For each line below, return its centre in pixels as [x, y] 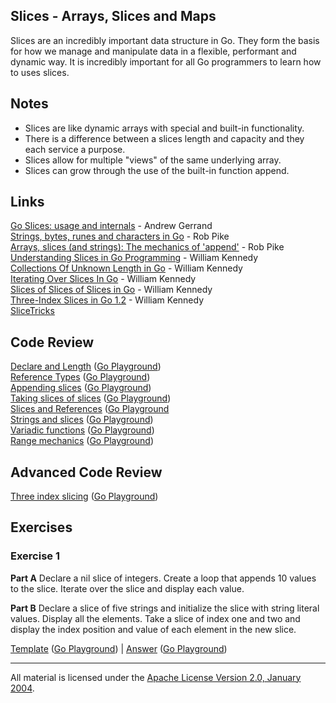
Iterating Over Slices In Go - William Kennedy [103, 279]
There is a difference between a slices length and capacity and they [164, 138]
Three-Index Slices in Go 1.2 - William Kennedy [107, 300]
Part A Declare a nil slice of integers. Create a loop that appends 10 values [163, 578]
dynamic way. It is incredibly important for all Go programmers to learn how [166, 61]
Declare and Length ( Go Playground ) [86, 366]
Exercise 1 [35, 556]
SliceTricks [32, 311]
